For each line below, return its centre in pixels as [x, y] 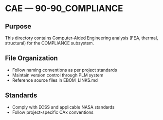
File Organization [32, 58]
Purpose [18, 26]
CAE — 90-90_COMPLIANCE [64, 8]
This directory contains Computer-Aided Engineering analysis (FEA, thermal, [81, 38]
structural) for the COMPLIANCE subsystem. [50, 43]
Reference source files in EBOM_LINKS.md [55, 80]
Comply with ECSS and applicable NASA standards [63, 107]
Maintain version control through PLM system [58, 75]
